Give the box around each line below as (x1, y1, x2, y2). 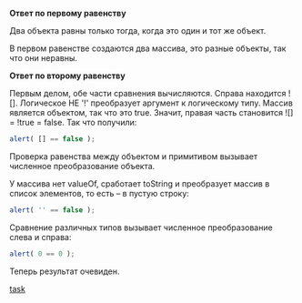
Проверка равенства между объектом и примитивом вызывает (9, 150, 257, 162)
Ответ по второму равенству (9, 70, 126, 81)
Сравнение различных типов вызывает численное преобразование (9, 222, 273, 233)
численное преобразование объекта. (9, 160, 156, 171)
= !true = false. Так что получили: (9, 117, 137, 127)
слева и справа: (9, 231, 72, 242)
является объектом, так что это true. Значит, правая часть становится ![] (9, 107, 294, 117)
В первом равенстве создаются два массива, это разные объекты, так (9, 43, 287, 54)
